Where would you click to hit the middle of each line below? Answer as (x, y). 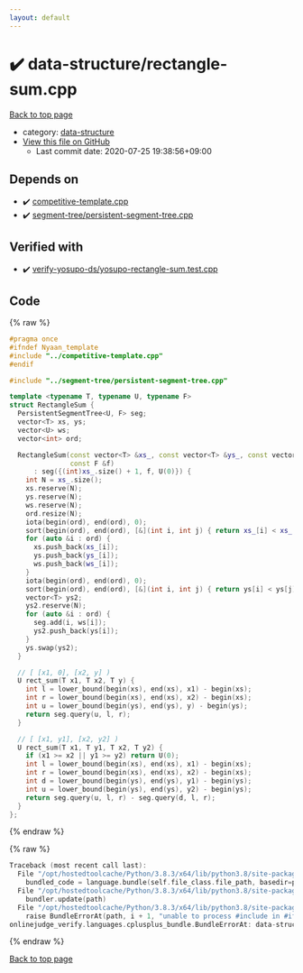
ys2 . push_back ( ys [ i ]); (76, 631)
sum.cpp (43, 89)
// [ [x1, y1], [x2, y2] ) (68, 739)
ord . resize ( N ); (54, 514)
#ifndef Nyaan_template (54, 347)
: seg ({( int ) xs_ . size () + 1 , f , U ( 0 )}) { (112, 472)
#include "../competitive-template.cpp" (87, 356)
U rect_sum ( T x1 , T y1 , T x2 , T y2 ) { (91, 748)
